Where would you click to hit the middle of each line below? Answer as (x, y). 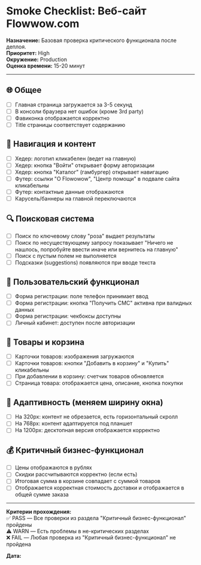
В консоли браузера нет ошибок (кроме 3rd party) (79, 111)
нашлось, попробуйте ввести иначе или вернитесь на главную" (96, 250)
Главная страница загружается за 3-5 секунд (74, 104)
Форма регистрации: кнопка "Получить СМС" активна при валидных (103, 303)
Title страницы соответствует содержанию (70, 124)
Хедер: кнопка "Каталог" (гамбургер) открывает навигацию (92, 172)
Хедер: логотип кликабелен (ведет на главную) (75, 158)
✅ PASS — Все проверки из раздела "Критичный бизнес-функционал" (96, 518)
